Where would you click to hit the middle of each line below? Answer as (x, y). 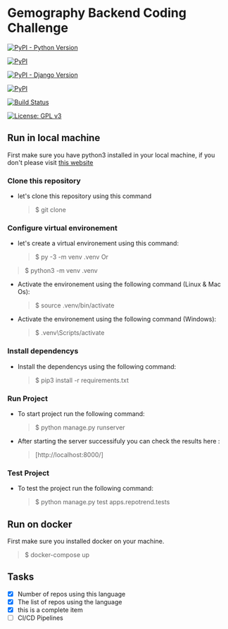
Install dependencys (43, 351)
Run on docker (40, 524)
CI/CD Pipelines (40, 618)
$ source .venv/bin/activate (75, 305)
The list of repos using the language (70, 601)
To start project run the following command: (81, 413)
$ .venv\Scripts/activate (70, 333)
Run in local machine (54, 138)
